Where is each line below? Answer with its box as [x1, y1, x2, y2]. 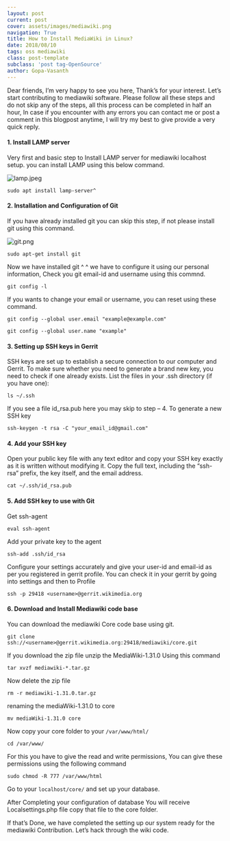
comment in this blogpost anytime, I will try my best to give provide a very [7, 115, 216, 123]
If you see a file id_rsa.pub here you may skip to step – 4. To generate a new [7, 405, 222, 413]
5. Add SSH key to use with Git [7, 497, 95, 505]
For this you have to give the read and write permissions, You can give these [7, 752, 222, 760]
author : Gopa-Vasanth [7, 67, 69, 74]
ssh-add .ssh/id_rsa [7, 551, 66, 557]
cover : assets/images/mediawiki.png [7, 23, 112, 29]
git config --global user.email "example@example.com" [7, 316, 167, 323]
